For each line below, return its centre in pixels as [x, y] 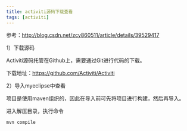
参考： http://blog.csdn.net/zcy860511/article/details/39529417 [83, 35]
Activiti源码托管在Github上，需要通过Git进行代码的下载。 [76, 60]
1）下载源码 [20, 48]
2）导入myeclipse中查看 [36, 85]
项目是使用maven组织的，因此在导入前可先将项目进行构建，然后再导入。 [95, 98]
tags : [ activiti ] [28, 17]
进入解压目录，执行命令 [35, 111]
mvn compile [21, 122]
